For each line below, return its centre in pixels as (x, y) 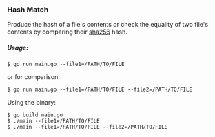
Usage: (18, 48)
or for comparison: (34, 77)
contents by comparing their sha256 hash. (67, 32)
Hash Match (28, 10)
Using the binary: (32, 103)
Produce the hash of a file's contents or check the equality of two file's (108, 25)
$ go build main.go (35, 115)
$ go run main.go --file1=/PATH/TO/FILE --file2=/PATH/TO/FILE (100, 90)
